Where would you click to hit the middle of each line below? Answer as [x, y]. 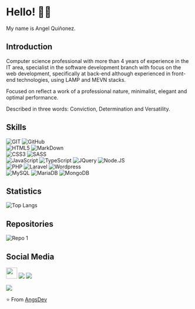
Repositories [30, 224]
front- [179, 74]
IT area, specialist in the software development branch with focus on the [94, 67]
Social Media [30, 256]
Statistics [24, 191]
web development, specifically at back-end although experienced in [88, 74]
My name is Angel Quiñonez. [41, 28]
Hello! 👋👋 [29, 12]
